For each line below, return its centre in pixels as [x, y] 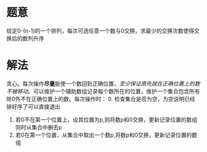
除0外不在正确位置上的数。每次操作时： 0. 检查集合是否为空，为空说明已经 [101, 99]
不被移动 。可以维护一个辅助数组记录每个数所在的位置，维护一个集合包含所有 [103, 91]
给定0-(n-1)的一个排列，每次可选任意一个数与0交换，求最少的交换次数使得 [100, 31]
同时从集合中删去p [39, 127]
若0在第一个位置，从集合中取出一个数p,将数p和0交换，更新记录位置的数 [106, 135]
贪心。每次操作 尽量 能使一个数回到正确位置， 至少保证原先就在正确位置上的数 [103, 83]
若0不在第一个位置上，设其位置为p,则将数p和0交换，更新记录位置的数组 [106, 120]
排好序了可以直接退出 [33, 106]
